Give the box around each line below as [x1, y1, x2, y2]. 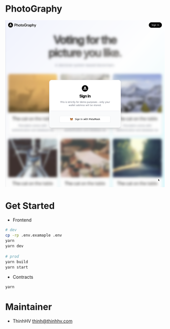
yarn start [5, 265, 28, 270]
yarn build [5, 260, 28, 265]
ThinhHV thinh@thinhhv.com [12, 318, 73, 324]
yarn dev [5, 243, 24, 248]
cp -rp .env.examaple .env [5, 233, 62, 238]
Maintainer [5, 301, 52, 313]
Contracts [12, 274, 34, 280]
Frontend [12, 217, 32, 223]
